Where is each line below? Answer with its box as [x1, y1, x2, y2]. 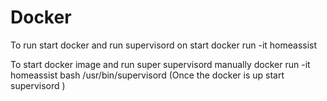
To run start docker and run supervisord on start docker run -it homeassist [10, 39, 318, 51]
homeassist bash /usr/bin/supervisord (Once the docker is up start [10, 69, 285, 81]
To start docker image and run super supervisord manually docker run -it [10, 58, 311, 70]
